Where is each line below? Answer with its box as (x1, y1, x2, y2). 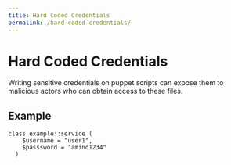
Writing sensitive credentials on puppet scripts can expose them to (8, 78, 224, 88)
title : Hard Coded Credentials (8, 11, 110, 20)
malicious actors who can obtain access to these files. (8, 87, 183, 96)
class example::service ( (8, 130, 92, 138)
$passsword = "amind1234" (22, 144, 107, 152)
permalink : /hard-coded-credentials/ (8, 19, 132, 27)
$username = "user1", (22, 137, 92, 145)
